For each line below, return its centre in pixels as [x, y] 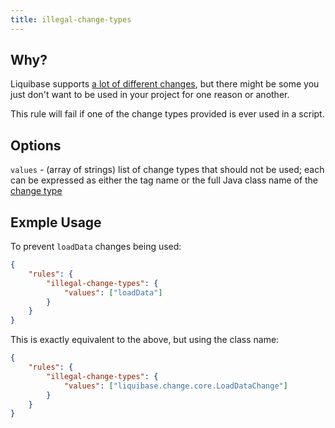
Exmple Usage [56, 222]
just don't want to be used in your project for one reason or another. [150, 95]
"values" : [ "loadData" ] [113, 292]
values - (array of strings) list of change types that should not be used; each [167, 170]
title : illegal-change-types [71, 19]
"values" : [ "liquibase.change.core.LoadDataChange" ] [175, 386]
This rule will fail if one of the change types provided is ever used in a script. [167, 114]
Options [36, 145]
